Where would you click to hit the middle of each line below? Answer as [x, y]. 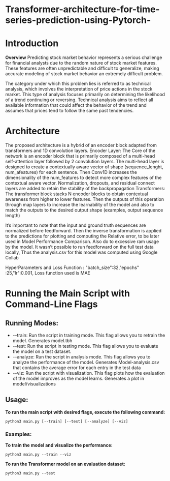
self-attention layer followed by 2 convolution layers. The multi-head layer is [85, 162]
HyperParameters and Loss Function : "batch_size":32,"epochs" [72, 267]
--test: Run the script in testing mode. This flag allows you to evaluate [85, 346]
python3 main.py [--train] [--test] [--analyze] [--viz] [67, 421]
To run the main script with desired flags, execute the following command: [85, 412]
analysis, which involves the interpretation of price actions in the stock [79, 89]
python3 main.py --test [30, 473]
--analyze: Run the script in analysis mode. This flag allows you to [81, 357]
